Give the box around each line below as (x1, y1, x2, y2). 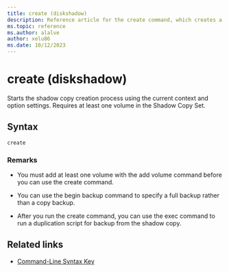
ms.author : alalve (7, 29, 60, 36)
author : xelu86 (7, 36, 51, 42)
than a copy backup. (16, 199, 75, 207)
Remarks (7, 155, 38, 164)
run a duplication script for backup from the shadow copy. (16, 219, 182, 227)
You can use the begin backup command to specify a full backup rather (16, 191, 220, 199)
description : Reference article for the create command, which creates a (7, 16, 223, 23)
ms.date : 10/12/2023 (7, 42, 67, 49)
